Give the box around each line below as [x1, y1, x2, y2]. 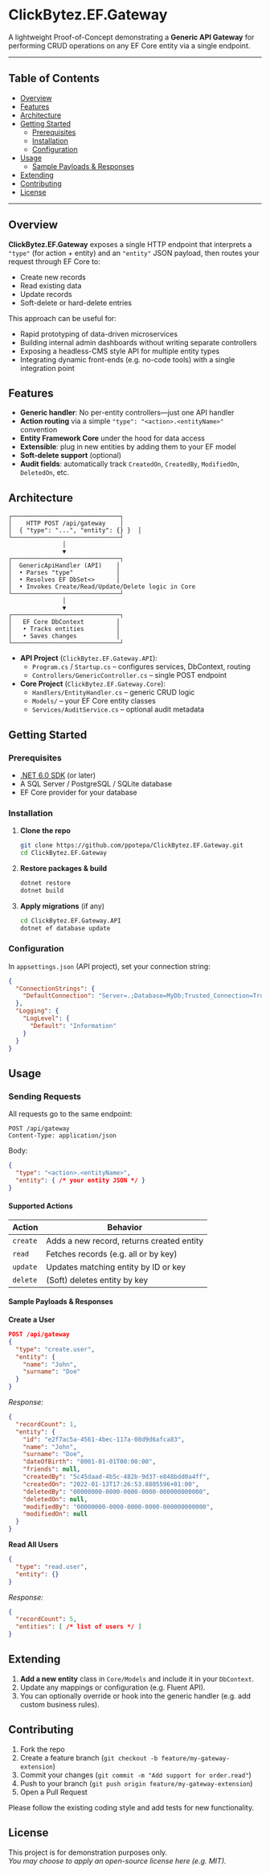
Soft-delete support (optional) [19, 451, 122, 460]
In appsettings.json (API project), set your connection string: [8, 961, 211, 971]
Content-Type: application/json [8, 1132, 117, 1140]
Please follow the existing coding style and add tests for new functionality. [8, 1802, 255, 1812]
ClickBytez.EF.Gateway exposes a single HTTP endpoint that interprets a [8, 239, 252, 249]
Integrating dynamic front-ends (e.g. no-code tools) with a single [19, 354, 235, 364]
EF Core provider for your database [19, 787, 138, 797]
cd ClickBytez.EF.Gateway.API [19, 916, 122, 925]
